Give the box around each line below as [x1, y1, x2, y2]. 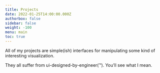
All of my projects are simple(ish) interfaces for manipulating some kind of [5, 47, 156, 54]
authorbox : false [5, 16, 41, 21]
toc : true [5, 35, 26, 39]
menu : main [5, 30, 28, 35]
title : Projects [5, 7, 38, 12]
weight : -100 [5, 25, 32, 30]
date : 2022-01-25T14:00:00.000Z [5, 12, 71, 17]
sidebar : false [5, 20, 36, 26]
